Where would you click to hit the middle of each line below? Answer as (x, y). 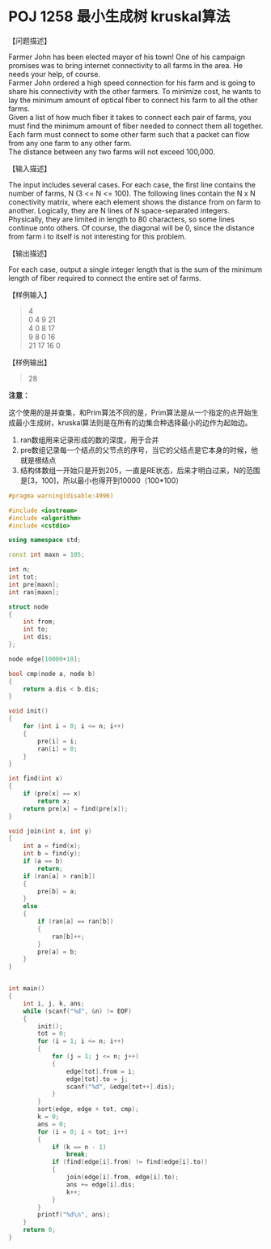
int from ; (40, 622)
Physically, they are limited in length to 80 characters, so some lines (121, 219)
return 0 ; (40, 1230)
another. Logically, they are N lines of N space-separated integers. (119, 210)
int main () (27, 988)
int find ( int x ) (36, 779)
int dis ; (38, 637)
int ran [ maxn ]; (34, 592)
